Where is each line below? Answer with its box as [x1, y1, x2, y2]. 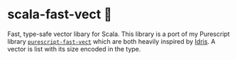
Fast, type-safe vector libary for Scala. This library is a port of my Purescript [7, 30, 231, 38]
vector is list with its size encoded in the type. [7, 44, 141, 53]
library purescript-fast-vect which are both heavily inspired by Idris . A [7, 37, 216, 45]
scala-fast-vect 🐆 [7, 6, 112, 23]
